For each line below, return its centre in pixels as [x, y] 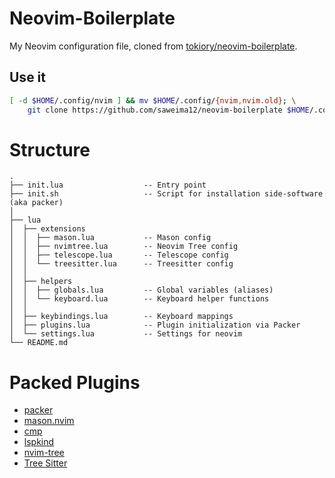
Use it [27, 77]
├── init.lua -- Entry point [108, 185]
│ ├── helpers [41, 282]
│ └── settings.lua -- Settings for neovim [126, 334]
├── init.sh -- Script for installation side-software [166, 194]
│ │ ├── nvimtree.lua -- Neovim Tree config [124, 247]
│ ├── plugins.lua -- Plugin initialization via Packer [155, 325]
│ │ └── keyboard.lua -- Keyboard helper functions [139, 299]
